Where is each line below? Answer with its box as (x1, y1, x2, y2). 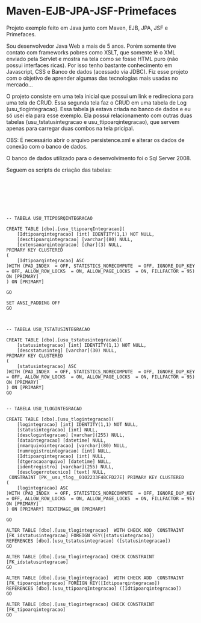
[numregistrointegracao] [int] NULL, (17, 448, 112, 454)
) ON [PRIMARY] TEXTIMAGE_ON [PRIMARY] (6, 506, 107, 512)
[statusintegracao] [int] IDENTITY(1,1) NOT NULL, (17, 342, 147, 348)
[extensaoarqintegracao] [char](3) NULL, (17, 242, 122, 248)
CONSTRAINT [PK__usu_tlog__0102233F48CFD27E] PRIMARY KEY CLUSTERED (8, 474, 185, 480)
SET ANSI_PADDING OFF (6, 300, 61, 306)
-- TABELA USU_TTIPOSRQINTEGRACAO (6, 215, 93, 221)
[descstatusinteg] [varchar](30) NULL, (17, 347, 117, 353)
